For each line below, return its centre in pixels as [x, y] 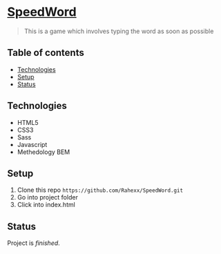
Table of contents [46, 53]
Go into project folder [47, 197]
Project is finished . [33, 243]
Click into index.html [46, 205]
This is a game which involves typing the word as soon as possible [119, 31]
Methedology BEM [44, 152]
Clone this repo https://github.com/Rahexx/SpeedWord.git [100, 190]
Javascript [32, 144]
